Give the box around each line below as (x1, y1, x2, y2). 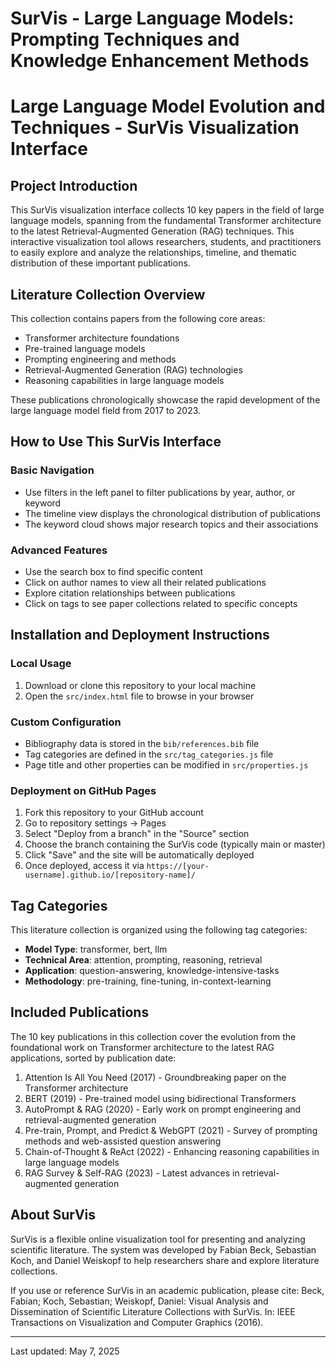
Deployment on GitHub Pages (10, 783, 157, 797)
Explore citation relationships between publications (24, 587, 236, 599)
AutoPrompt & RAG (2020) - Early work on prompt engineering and (24, 1103, 302, 1115)
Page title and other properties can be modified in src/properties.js (24, 758, 309, 771)
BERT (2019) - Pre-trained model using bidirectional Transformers (24, 1092, 297, 1104)
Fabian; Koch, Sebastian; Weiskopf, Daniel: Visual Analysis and (10, 1295, 269, 1307)
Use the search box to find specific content (24, 565, 203, 577)
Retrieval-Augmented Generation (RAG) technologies (24, 364, 243, 376)
